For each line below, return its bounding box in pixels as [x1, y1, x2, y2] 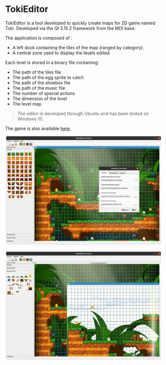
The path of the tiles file [12, 69, 62, 75]
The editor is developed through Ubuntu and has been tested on [17, 111, 149, 117]
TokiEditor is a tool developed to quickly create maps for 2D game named [5, 20, 156, 26]
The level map [12, 101, 42, 107]
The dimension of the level [12, 96, 67, 102]
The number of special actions [12, 90, 76, 96]
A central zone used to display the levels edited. [12, 50, 111, 56]
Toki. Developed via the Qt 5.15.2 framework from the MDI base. [5, 25, 136, 31]
